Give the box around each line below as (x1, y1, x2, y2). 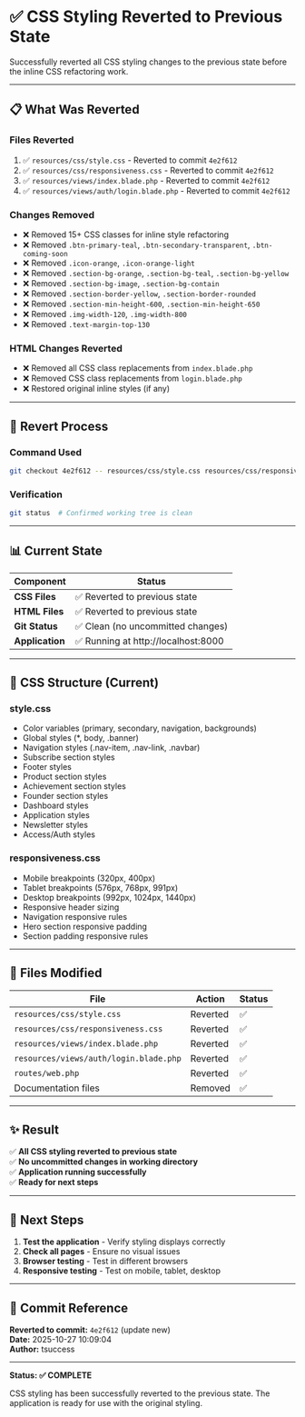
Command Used (9, 445, 83, 458)
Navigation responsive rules (22, 911, 128, 922)
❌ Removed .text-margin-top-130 (22, 318, 151, 329)
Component (14, 574, 66, 587)
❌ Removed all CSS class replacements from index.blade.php (22, 363, 253, 374)
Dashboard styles (22, 800, 89, 811)
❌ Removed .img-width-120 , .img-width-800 (22, 308, 188, 319)
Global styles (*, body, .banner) (22, 733, 139, 743)
